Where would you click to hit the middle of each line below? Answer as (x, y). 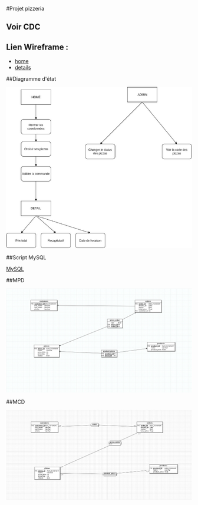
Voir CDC (23, 27)
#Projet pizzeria (25, 9)
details (23, 68)
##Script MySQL (26, 258)
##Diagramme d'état (31, 79)
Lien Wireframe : (37, 47)
